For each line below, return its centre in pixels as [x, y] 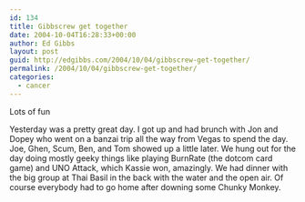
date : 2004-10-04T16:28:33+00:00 [73, 35]
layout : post [34, 52]
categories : [32, 77]
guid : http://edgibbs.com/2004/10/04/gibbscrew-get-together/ [130, 60]
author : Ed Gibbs [42, 43]
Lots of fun [30, 111]
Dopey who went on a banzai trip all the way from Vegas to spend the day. [149, 138]
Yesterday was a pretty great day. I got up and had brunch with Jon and [144, 129]
